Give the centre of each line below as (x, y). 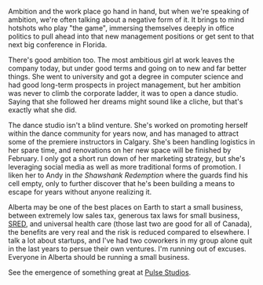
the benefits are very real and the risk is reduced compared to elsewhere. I (129, 232)
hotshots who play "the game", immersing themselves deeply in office (121, 28)
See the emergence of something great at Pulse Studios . (100, 272)
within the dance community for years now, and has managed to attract (124, 133)
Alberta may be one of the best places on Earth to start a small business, (126, 207)
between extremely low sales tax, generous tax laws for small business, (124, 216)
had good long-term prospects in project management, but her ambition (124, 85)
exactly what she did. (42, 110)
